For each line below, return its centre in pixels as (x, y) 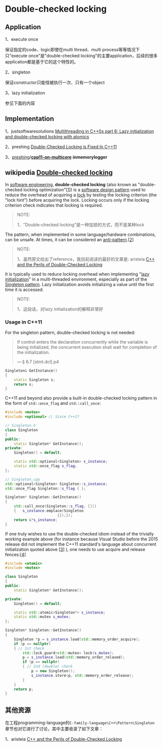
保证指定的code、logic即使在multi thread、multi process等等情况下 (72, 49)
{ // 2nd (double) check (48, 667)
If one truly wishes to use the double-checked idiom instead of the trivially (80, 534)
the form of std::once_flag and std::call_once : (53, 403)
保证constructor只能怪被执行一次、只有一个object (55, 82)
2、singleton (18, 72)
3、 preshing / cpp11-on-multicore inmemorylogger (56, 157)
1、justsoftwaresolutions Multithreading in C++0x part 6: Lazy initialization (80, 131)
